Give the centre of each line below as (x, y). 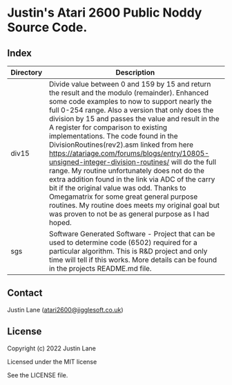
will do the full (193, 162)
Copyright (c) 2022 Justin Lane (52, 348)
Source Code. (47, 27)
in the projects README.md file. (100, 268)
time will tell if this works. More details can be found (133, 260)
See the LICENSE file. (38, 375)
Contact (25, 293)
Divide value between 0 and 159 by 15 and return (130, 84)
